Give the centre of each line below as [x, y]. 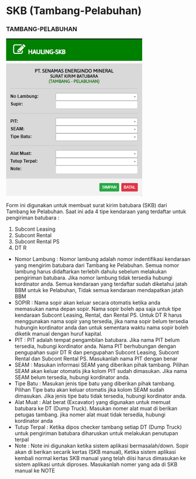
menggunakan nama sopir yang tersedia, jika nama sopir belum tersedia [101, 321]
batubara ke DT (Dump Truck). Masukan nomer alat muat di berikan [96, 409]
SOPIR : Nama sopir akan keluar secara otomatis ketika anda [87, 303]
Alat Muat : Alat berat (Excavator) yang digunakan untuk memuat [92, 402]
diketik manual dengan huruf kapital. [59, 334]
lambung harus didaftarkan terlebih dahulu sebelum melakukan [90, 272]
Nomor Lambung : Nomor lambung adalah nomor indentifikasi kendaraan [102, 259]
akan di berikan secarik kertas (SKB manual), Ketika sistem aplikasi [95, 452]
